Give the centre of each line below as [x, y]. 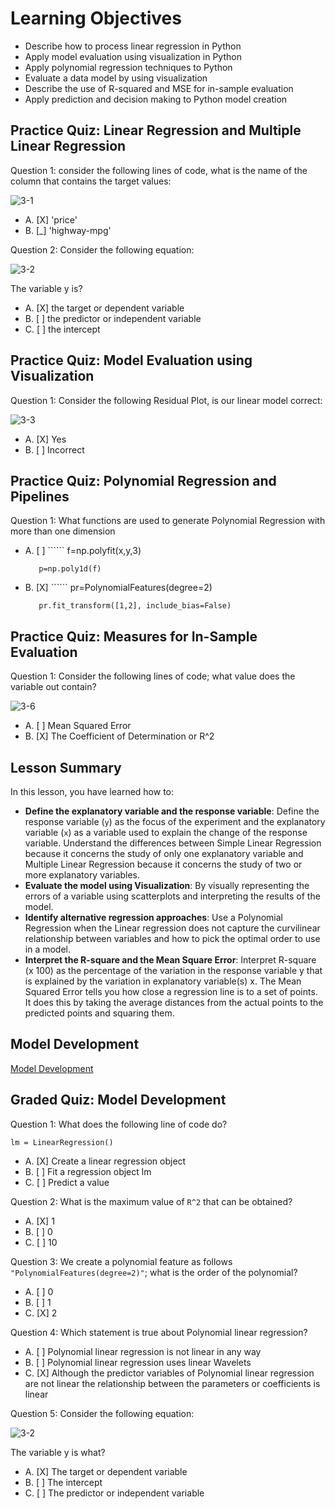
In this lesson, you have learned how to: [92, 791]
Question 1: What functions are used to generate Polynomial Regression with [168, 521]
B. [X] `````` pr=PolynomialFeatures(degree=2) [118, 588]
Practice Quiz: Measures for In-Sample [134, 636]
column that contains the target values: [91, 181]
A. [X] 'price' [51, 219]
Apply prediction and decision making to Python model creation [156, 99]
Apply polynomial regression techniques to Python [128, 67]
